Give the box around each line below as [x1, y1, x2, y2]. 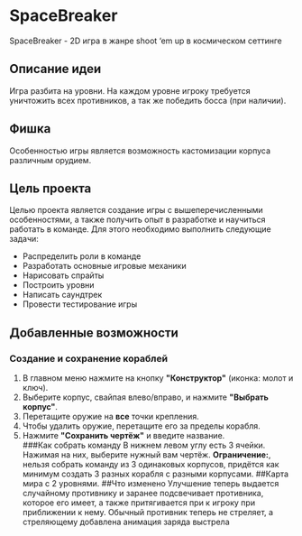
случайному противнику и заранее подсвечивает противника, [22, 488, 264, 499]
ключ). [22, 383, 49, 393]
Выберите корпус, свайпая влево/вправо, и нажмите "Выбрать [22, 392, 269, 402]
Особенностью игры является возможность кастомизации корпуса [9, 145, 271, 156]
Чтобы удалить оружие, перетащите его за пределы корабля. [22, 420, 261, 431]
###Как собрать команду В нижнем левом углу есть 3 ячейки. [22, 439, 266, 451]
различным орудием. [9, 154, 92, 165]
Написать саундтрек [22, 290, 103, 300]
